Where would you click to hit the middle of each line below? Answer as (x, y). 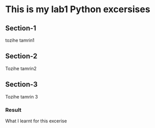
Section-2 (21, 56)
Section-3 (22, 85)
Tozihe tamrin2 (21, 68)
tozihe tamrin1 (20, 40)
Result (13, 110)
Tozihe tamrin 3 (22, 97)
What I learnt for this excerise (36, 121)
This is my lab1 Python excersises (78, 9)
